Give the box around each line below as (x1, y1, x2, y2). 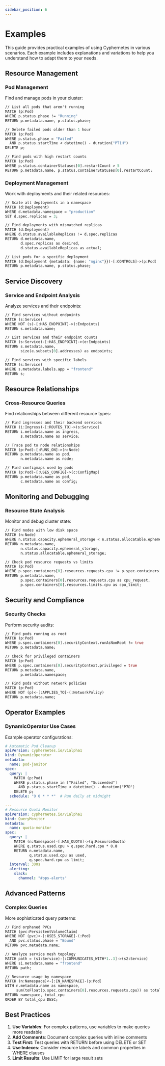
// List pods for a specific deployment (5, 254, 89, 259)
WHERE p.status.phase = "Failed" (5, 136, 74, 141)
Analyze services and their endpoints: (5, 303, 82, 309)
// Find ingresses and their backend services (5, 420, 102, 425)
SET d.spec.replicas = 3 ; (5, 214, 58, 219)
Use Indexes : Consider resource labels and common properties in (12, 1044, 146, 1050)
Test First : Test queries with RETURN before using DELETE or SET (12, 1039, 146, 1045)
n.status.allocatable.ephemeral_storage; (20, 551, 107, 556)
